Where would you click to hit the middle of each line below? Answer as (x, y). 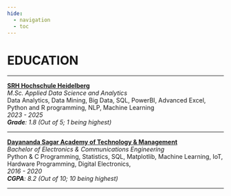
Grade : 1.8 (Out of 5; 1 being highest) (59, 122)
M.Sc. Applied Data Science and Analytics (67, 93)
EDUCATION (43, 60)
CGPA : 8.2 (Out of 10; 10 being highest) (63, 179)
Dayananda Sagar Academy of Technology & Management (92, 142)
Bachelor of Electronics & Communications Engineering (86, 149)
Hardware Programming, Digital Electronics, (69, 164)
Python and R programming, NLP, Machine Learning (81, 108)
